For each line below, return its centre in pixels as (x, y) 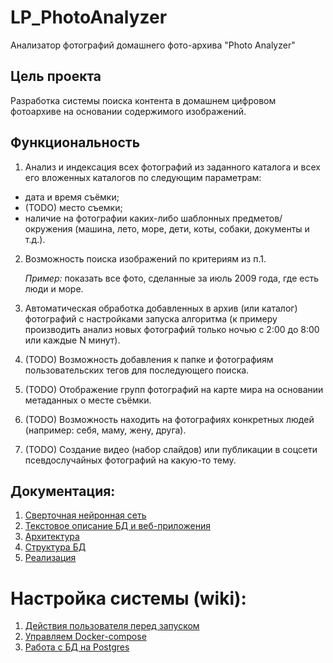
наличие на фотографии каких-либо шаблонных (127, 218)
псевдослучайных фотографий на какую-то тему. (130, 460)
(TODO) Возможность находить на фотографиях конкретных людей (169, 419)
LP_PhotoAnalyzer (89, 17)
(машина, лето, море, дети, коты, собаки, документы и (192, 228)
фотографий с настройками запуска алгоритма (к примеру (151, 318)
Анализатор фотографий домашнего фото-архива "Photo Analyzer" (153, 45)
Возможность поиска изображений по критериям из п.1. (145, 258)
